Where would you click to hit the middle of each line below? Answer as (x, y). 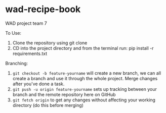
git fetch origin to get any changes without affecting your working (84, 100)
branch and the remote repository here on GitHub (64, 94)
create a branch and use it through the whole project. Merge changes (85, 78)
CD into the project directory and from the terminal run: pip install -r (83, 48)
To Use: (13, 33)
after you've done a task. (38, 84)
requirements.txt (30, 53)
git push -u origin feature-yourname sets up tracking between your (85, 89)
